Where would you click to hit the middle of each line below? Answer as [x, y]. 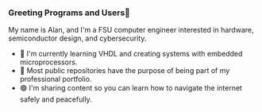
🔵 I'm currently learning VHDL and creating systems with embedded [131, 54]
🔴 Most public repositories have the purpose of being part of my [125, 71]
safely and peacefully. [56, 99]
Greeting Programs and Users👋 [69, 13]
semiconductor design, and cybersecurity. [77, 38]
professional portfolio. [56, 79]
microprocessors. [48, 62]
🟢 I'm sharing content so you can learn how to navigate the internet [131, 88]
